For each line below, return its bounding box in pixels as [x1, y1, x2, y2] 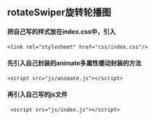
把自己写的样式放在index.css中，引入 [7, 27, 117, 36]
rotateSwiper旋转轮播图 [7, 6, 112, 19]
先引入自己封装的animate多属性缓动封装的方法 [7, 59, 142, 68]
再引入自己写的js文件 [7, 90, 68, 99]
